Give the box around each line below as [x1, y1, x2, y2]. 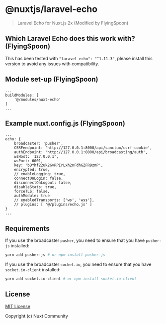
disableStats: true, [14, 185, 57, 190]
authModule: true [14, 193, 50, 199]
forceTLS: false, [14, 189, 50, 194]
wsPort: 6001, [14, 158, 43, 164]
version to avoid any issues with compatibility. [5, 61, 99, 67]
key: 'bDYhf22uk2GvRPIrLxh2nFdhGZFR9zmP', [14, 163, 103, 168]
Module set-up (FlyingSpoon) [5, 75, 98, 84]
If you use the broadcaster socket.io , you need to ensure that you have [5, 261, 152, 267]
